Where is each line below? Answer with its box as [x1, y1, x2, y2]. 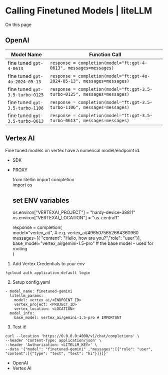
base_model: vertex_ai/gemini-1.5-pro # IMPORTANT [14, 315, 122, 320]
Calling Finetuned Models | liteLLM [5, 5, 152, 17]
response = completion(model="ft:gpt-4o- [49, 73, 150, 79]
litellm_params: [9, 293, 43, 298]
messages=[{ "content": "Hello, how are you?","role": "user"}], [12, 235, 141, 241]
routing [12, 246, 27, 252]
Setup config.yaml [12, 279, 50, 285]
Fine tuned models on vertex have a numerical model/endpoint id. [5, 147, 141, 153]
